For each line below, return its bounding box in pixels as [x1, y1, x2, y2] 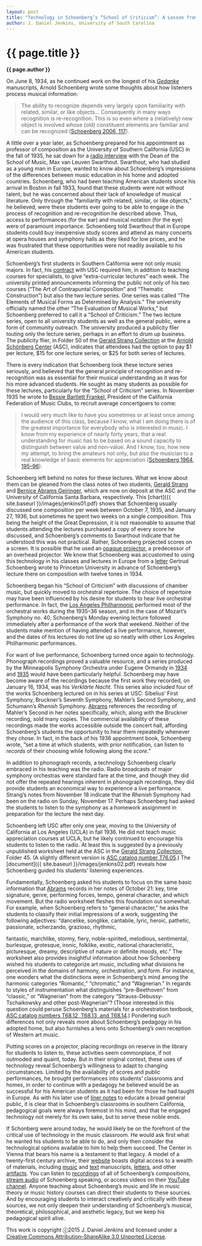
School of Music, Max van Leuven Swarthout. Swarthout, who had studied [6, 159, 191, 166]
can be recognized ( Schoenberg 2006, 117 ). [20, 128, 130, 135]
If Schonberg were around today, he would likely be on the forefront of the [6, 1125, 191, 1132]
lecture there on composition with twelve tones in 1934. [6, 570, 144, 577]
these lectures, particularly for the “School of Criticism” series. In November [6, 387, 195, 394]
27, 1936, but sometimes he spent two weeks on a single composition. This [6, 513, 191, 520]
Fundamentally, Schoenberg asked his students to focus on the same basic [6, 878, 192, 886]
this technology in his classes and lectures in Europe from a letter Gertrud [6, 558, 189, 565]
